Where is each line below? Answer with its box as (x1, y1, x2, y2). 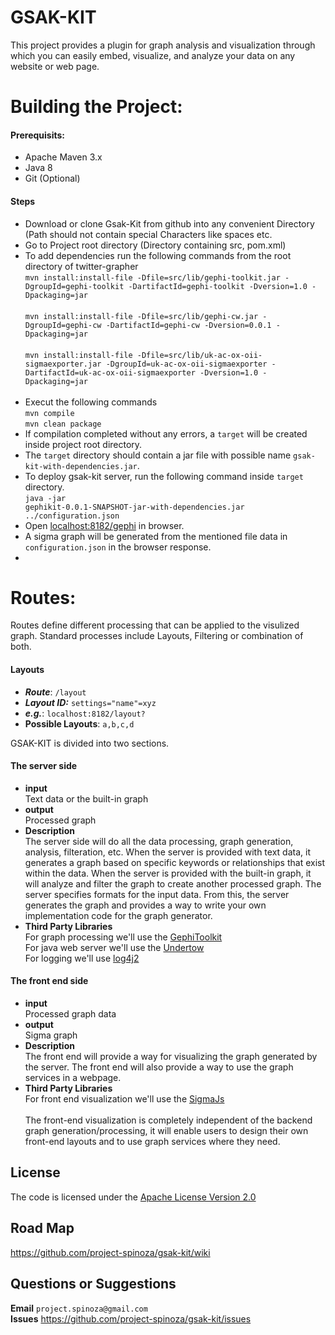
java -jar (24, 493, 67, 503)
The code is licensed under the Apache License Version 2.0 (10, 1191, 257, 1203)
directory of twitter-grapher (24, 260, 139, 272)
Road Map (10, 1220, 75, 1237)
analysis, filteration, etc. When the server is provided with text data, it (24, 846, 311, 858)
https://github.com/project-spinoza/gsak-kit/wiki (10, 1246, 211, 1258)
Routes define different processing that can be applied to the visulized (10, 619, 300, 631)
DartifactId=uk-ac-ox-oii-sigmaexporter (24, 367, 196, 378)
